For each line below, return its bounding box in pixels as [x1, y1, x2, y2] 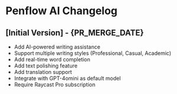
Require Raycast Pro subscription [14, 81, 96, 88]
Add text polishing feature [14, 62, 78, 69]
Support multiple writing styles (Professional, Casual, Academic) [14, 50, 172, 57]
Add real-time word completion [14, 56, 91, 63]
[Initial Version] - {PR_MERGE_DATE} [5, 28, 144, 38]
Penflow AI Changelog [5, 4, 118, 18]
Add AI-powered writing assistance [14, 43, 101, 50]
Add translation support [14, 69, 72, 75]
